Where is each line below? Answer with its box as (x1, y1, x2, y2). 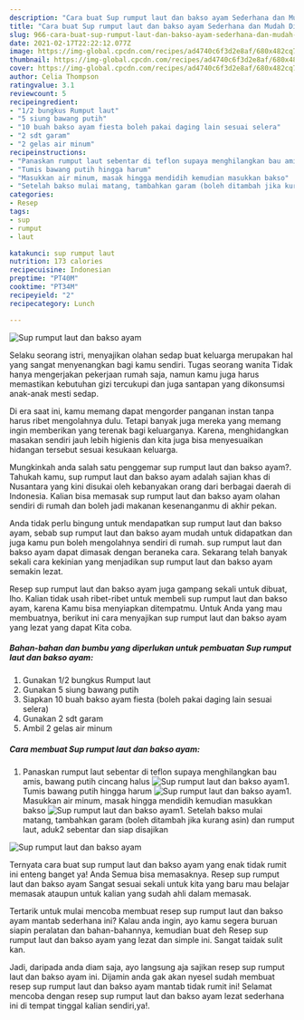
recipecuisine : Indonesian (9, 265, 111, 274)
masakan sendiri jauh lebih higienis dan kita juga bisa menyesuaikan (9, 434, 264, 445)
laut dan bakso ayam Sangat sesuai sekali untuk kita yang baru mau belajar (9, 879, 290, 890)
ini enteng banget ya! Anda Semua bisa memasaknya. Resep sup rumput (9, 869, 280, 880)
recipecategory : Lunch (9, 299, 95, 308)
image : (9, 47, 34, 56)
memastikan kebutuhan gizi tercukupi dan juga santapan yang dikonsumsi (9, 378, 285, 390)
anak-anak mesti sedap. (9, 388, 100, 399)
